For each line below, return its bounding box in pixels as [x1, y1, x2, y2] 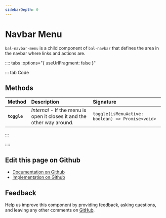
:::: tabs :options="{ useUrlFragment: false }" [5, 60, 96, 66]
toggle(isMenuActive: [93, 111, 144, 117]
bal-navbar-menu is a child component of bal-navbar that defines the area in [5, 45, 159, 51]
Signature [93, 99, 117, 106]
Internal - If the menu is [31, 107, 86, 114]
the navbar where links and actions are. [5, 50, 85, 56]
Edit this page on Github [5, 156, 81, 164]
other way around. [31, 119, 74, 126]
